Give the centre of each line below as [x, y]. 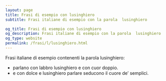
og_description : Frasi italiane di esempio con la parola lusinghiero [83, 34]
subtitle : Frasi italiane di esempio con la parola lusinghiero [76, 19]
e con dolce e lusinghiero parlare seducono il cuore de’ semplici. [81, 73]
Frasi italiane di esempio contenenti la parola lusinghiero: [65, 57]
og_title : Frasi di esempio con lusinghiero [53, 29]
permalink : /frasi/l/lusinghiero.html [46, 43]
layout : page [19, 10]
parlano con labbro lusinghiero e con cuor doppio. [65, 68]
